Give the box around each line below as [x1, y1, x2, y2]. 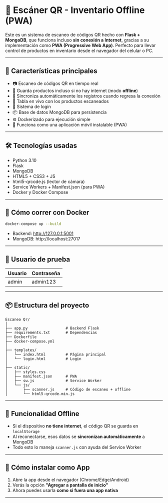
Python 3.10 [12, 157, 36, 163]
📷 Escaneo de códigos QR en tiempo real [12, 80, 98, 86]
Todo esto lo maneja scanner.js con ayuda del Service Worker [12, 444, 141, 450]
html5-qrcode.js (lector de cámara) [12, 178, 85, 184]
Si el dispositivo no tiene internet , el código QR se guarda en [12, 422, 138, 429]
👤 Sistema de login [12, 103, 51, 109]
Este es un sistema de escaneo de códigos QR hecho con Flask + [5, 31, 140, 37]
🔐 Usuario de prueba [5, 255, 70, 263]
